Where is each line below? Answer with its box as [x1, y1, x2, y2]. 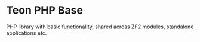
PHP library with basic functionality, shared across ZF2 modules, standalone [6, 23, 194, 30]
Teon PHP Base [6, 4, 84, 17]
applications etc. [6, 29, 47, 36]
